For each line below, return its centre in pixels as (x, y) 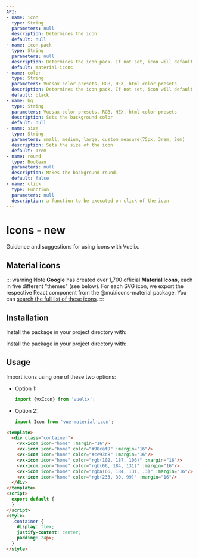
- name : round (24, 156)
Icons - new (36, 230)
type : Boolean (29, 162)
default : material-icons (42, 67)
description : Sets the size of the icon (62, 145)
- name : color (24, 73)
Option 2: (26, 410)
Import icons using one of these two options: (61, 376)
